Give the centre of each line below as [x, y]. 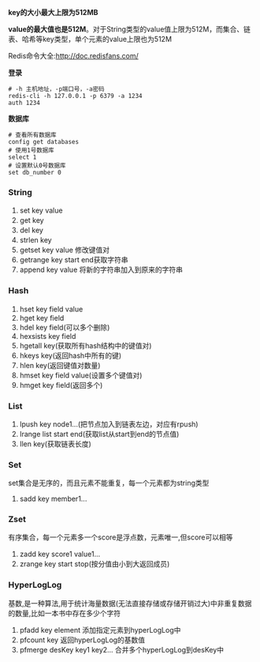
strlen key [36, 240]
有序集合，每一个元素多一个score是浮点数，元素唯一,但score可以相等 [121, 537]
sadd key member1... [53, 499]
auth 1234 [24, 103]
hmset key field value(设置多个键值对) [81, 375]
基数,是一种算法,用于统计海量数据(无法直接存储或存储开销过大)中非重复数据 [130, 603]
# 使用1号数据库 [31, 150]
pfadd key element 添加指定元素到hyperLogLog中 [100, 630]
